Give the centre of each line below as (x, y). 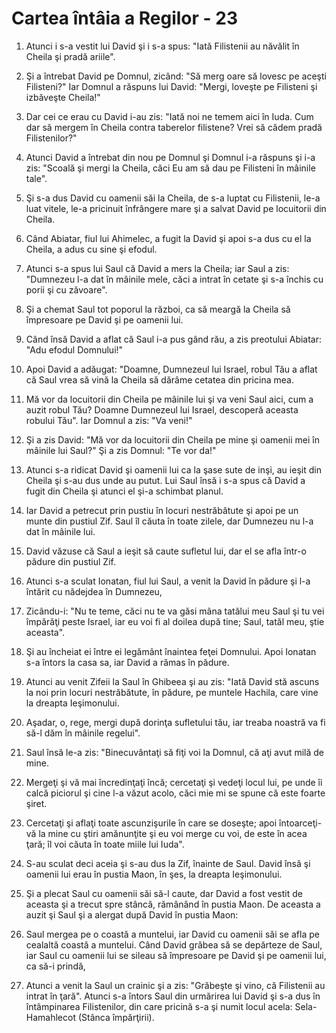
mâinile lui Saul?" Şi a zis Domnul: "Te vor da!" (121, 450)
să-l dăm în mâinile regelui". (83, 733)
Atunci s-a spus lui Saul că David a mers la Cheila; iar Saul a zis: (157, 268)
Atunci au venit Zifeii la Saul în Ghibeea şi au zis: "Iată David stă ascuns (172, 681)
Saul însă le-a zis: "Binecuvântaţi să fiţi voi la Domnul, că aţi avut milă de (174, 752)
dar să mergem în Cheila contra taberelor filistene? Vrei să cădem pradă (174, 127)
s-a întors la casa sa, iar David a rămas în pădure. (127, 662)
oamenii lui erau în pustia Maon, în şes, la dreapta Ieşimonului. (154, 874)
